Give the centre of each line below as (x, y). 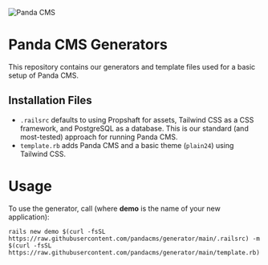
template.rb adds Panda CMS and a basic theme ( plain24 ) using (127, 145)
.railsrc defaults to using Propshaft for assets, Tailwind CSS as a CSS (137, 119)
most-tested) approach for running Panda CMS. (99, 137)
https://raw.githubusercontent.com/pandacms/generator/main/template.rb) (134, 252)
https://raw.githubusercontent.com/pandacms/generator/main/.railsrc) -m (134, 239)
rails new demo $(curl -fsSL (57, 231)
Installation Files (50, 100)
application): (29, 217)
